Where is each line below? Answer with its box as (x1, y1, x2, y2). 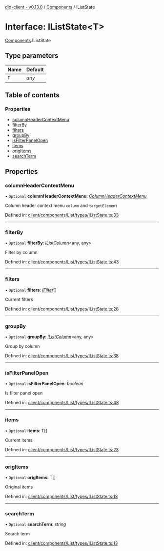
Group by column (5, 344, 40, 349)
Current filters (5, 296, 33, 302)
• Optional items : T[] (5, 428, 48, 434)
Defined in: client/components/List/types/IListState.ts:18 (5, 493, 118, 499)
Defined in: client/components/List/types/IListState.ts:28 (5, 306, 119, 312)
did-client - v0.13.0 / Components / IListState (5, 4, 95, 10)
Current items (5, 437, 33, 443)
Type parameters (5, 51, 59, 60)
